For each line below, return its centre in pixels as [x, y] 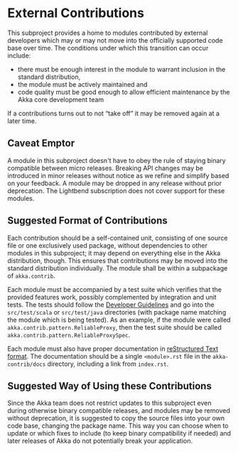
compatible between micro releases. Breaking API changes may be [106, 168]
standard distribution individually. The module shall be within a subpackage [118, 268]
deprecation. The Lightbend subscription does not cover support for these [116, 191]
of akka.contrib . [31, 275]
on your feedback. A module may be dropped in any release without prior [115, 183]
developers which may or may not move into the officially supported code [115, 40]
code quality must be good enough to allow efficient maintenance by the [124, 92]
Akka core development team [61, 99]
